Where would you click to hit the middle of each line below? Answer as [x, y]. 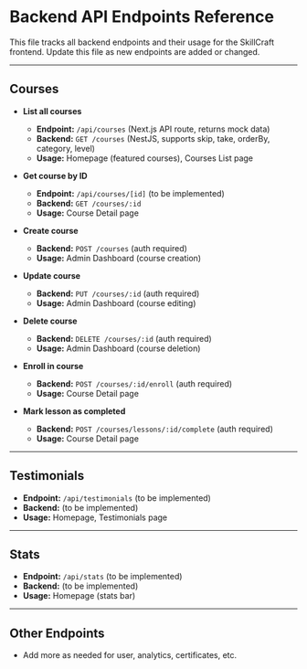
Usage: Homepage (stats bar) [79, 596]
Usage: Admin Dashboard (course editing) [116, 303]
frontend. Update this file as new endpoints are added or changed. [135, 51]
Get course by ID [55, 175]
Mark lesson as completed [74, 411]
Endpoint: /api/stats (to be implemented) [102, 577]
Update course [51, 275]
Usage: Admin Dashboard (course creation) [119, 258]
